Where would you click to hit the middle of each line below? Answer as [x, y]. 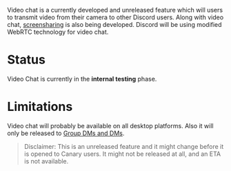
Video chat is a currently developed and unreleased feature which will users [115, 10]
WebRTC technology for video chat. [58, 32]
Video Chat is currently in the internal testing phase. [82, 79]
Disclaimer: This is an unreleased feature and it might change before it [124, 146]
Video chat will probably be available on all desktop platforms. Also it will [110, 125]
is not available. [46, 161]
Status [27, 60]
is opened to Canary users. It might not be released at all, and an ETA [122, 154]
